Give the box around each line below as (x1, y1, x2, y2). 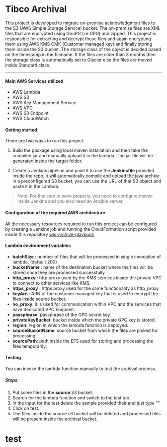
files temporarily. (12, 343, 47, 349)
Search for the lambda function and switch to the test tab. (12, 394, 131, 400)
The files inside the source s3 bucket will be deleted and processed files (12, 410, 161, 416)
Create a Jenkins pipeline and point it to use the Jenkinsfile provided (12, 168, 155, 174)
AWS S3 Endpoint (12, 110, 49, 116)
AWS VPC (12, 105, 33, 111)
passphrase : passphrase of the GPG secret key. (12, 312, 111, 318)
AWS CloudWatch (12, 116, 49, 122)
